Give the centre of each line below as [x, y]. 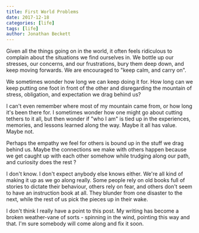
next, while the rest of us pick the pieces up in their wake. [77, 199]
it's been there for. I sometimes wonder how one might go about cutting [94, 113]
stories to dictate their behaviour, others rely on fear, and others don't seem [99, 187]
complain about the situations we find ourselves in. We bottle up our [90, 58]
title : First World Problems [42, 12]
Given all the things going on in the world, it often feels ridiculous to [89, 51]
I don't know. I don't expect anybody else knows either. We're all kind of [95, 174]
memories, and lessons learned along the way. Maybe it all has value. [92, 125]
